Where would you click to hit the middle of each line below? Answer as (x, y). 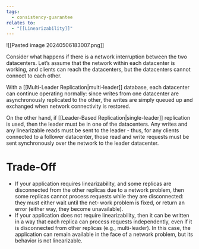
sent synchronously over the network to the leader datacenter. (83, 143)
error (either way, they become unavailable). (69, 209)
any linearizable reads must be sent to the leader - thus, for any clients (93, 130)
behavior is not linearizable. (48, 241)
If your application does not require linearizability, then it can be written (102, 216)
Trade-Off (31, 167)
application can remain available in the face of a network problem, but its (104, 234)
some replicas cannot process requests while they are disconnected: (99, 197)
